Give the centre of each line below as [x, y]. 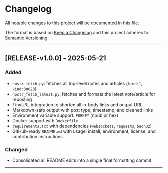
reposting [22, 99]
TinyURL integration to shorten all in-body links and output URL [77, 105]
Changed [17, 149]
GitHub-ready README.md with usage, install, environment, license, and [84, 131]
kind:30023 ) [24, 89]
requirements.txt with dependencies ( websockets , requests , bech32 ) [82, 126]
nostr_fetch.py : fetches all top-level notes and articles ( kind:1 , [77, 83]
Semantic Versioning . [27, 38]
